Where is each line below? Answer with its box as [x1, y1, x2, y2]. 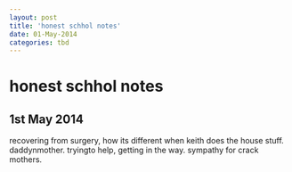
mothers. [9, 154, 43, 165]
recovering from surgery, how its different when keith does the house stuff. [9, 135, 285, 146]
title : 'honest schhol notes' [9, 21, 122, 30]
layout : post [9, 12, 58, 22]
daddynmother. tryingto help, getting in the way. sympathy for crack [9, 144, 259, 156]
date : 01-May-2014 [9, 29, 77, 38]
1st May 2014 [9, 111, 85, 127]
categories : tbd [9, 37, 69, 47]
